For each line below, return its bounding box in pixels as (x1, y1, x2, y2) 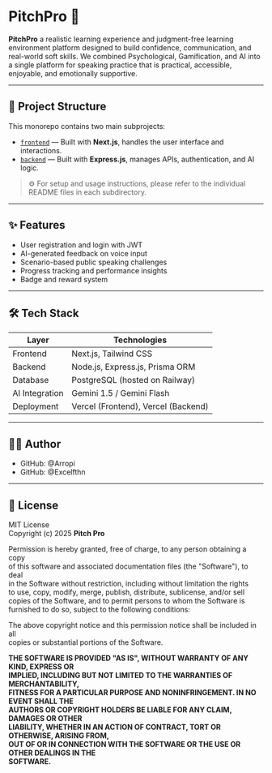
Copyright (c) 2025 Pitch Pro (8, 529, 105, 538)
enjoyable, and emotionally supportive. (8, 68, 138, 78)
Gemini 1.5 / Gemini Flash (71, 388, 170, 399)
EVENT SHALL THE (8, 697, 74, 706)
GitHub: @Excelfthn (19, 467, 87, 477)
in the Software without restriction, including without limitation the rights (8, 579, 249, 588)
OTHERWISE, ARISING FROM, (8, 731, 109, 741)
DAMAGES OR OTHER (8, 714, 83, 723)
